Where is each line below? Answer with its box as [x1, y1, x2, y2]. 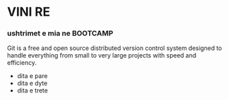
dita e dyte [16, 79, 48, 88]
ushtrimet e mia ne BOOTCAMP [7, 29, 114, 38]
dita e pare [16, 72, 48, 80]
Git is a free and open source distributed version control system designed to [7, 44, 222, 52]
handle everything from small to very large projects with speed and [7, 51, 197, 60]
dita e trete [16, 86, 48, 95]
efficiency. [7, 59, 37, 67]
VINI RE [7, 4, 50, 20]
